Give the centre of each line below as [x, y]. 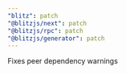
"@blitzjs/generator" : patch [56, 38]
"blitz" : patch [33, 16]
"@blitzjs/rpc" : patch [45, 31]
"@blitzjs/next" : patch [47, 23]
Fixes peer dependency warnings [63, 61]
